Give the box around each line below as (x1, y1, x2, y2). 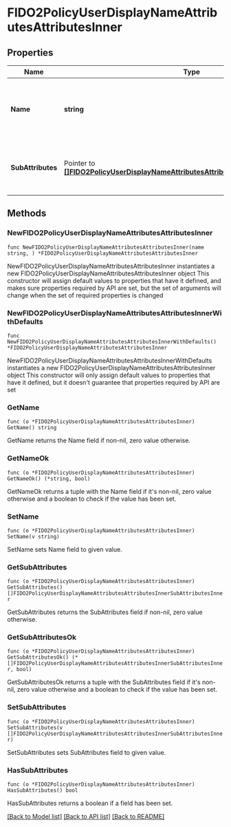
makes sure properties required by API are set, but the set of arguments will (7, 284, 221, 292)
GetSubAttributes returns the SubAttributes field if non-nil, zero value (7, 608, 203, 616)
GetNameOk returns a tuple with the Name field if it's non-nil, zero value (7, 487, 212, 495)
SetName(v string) (7, 533, 60, 540)
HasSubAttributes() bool (7, 787, 78, 794)
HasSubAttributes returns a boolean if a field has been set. (7, 799, 173, 808)
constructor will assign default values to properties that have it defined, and (7, 276, 221, 284)
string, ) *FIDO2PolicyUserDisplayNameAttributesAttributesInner (7, 249, 198, 257)
